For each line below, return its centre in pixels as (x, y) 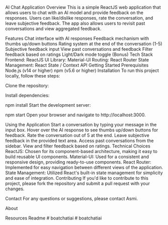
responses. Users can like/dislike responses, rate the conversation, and (79, 18)
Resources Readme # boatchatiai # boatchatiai (54, 218)
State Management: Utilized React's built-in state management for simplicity (84, 173)
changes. (15, 189)
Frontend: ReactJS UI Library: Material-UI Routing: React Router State (77, 60)
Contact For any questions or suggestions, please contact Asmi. (72, 199)
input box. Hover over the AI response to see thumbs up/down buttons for (82, 130)
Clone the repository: (27, 86)
